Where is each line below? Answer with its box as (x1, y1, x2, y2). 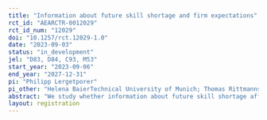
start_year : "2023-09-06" (8, 63, 94, 71)
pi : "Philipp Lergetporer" (8, 77, 98, 85)
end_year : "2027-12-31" (8, 70, 87, 78)
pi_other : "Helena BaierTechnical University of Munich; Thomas (8, 84, 226, 93)
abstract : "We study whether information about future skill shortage (8, 92, 247, 100)
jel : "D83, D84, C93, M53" (8, 56, 98, 64)
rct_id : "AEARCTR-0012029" (8, 19, 98, 27)
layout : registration (8, 99, 80, 107)
